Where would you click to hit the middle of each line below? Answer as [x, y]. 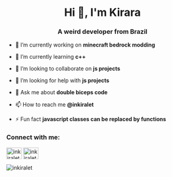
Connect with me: [33, 137]
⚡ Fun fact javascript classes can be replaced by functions [91, 119]
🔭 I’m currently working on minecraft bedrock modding [85, 45]
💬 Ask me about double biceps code [61, 92]
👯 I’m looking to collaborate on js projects [68, 69]
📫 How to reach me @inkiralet [54, 105]
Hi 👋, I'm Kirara [102, 13]
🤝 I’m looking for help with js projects [62, 81]
